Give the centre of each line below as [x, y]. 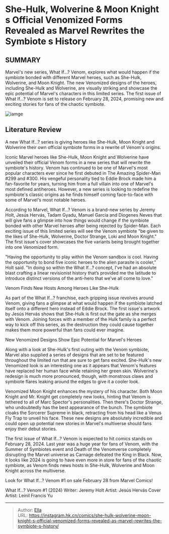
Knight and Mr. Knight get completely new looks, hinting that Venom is [78, 396]
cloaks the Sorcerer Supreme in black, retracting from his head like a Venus [83, 413]
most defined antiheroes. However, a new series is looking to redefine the [81, 189]
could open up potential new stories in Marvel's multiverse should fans [78, 423]
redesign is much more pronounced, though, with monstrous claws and [79, 376]
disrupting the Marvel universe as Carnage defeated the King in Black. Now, [84, 454]
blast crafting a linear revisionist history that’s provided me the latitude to [81, 273]
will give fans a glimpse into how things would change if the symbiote [77, 220]
